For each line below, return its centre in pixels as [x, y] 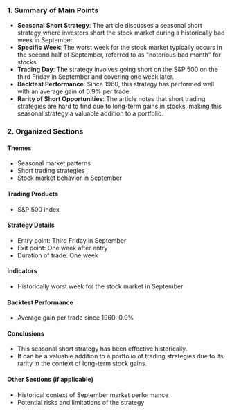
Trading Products [33, 194]
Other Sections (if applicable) [51, 380]
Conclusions [26, 333]
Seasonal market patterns [54, 163]
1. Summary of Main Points [53, 10]
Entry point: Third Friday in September [72, 240]
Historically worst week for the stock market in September [100, 286]
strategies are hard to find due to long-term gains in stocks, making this [119, 107]
